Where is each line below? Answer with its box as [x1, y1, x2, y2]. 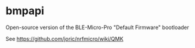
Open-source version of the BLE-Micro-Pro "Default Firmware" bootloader [5, 24, 190, 31]
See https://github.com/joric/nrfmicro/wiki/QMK [5, 35, 124, 42]
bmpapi [5, 4, 44, 18]
